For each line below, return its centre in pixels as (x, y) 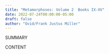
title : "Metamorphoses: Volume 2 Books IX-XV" (55, 10)
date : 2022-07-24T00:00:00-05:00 (39, 14)
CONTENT (16, 47)
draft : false (18, 19)
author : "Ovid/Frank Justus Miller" (43, 24)
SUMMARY (17, 38)
